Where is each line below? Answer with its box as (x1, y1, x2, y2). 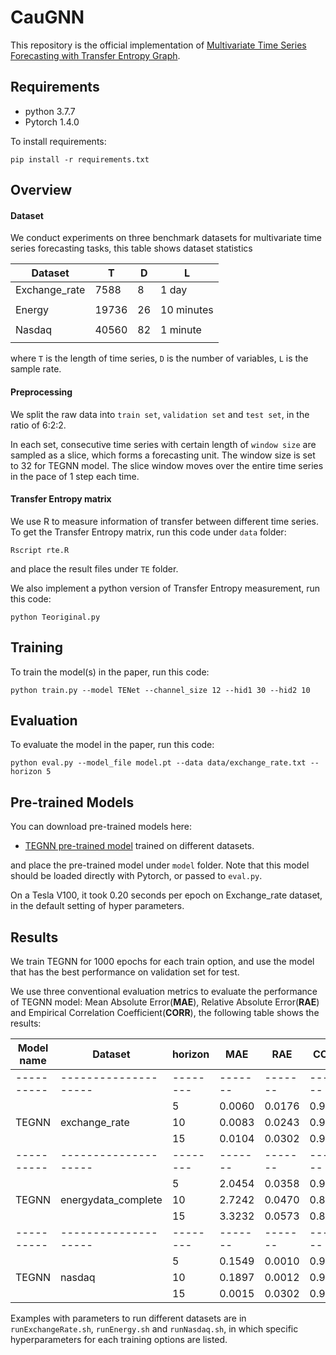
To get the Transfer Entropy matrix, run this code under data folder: (10, 526, 287, 538)
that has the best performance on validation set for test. (10, 966, 240, 978)
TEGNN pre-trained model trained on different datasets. (24, 840, 255, 852)
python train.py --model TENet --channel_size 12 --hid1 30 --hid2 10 (10, 685, 311, 695)
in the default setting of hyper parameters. (10, 900, 185, 912)
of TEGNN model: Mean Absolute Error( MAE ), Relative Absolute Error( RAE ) (10, 996, 320, 1008)
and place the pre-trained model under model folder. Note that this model (10, 859, 310, 871)
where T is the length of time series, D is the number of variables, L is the (10, 352, 309, 365)
